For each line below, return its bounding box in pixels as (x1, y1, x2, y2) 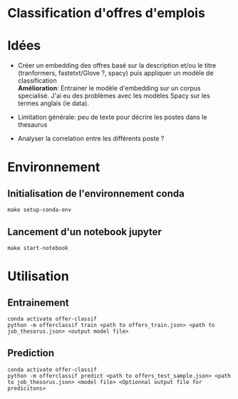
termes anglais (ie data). (17, 99, 90, 108)
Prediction (7, 347, 55, 359)
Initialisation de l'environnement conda (7, 187, 185, 199)
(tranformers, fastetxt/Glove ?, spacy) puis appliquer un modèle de (17, 69, 214, 78)
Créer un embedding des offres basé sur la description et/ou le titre (17, 61, 217, 70)
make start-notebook (7, 244, 69, 252)
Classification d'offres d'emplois (7, 5, 205, 21)
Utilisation (7, 269, 69, 284)
